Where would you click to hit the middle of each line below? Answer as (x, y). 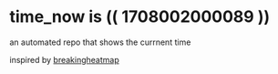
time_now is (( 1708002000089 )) (140, 17)
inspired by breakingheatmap (65, 59)
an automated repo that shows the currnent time (100, 42)
